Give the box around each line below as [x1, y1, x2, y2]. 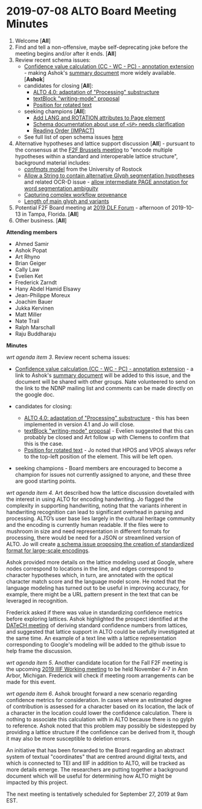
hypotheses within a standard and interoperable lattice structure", [14, 152, 178, 160]
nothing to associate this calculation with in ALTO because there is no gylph [6, 715, 194, 723]
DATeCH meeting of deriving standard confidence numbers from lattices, [6, 621, 188, 629]
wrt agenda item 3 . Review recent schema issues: [6, 353, 131, 361]
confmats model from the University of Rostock [24, 165, 142, 173]
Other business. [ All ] [14, 216, 67, 224]
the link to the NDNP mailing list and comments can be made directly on [14, 384, 194, 392]
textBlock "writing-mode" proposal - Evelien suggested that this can [24, 427, 194, 434]
